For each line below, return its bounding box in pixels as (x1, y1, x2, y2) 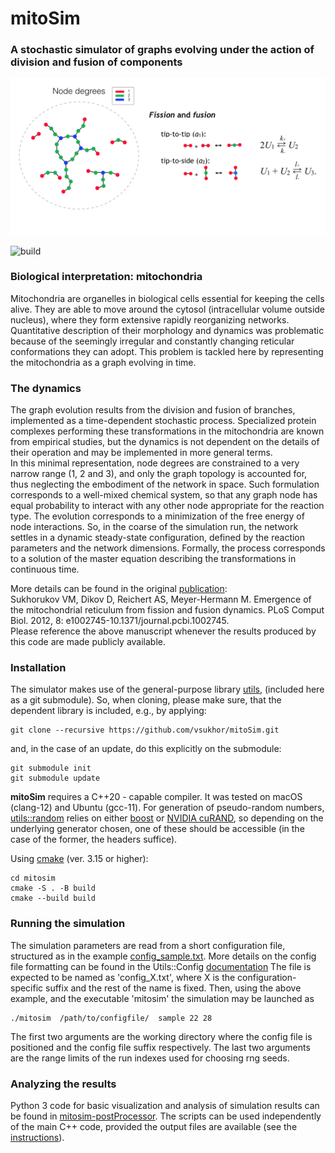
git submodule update (10, 773, 101, 784)
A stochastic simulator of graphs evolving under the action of (10, 43, 315, 57)
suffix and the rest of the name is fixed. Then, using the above (45, 982, 302, 994)
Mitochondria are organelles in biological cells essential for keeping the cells (10, 292, 325, 304)
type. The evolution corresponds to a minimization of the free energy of (10, 510, 305, 522)
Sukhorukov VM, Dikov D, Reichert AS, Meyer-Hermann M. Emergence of (10, 593, 312, 606)
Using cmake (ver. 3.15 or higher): (10, 853, 149, 865)
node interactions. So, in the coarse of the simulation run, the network (10, 521, 299, 533)
